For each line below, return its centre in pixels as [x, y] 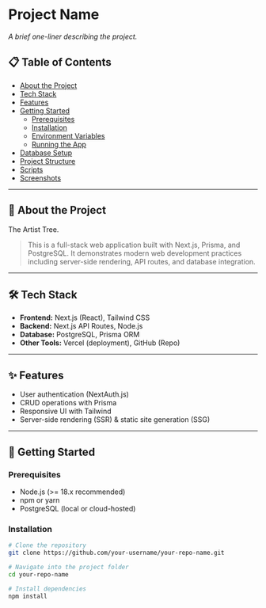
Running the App [59, 144]
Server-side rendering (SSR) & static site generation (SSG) [115, 420]
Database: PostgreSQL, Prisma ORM [80, 335]
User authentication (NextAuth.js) [74, 394]
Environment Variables [68, 135]
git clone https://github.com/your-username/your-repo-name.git [116, 553]
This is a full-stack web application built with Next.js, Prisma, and [134, 245]
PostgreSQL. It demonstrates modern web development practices [135, 253]
